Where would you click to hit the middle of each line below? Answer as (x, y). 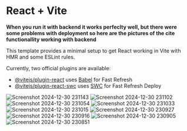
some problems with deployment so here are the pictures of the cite (91, 33)
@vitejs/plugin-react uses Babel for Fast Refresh (74, 80)
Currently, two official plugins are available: (59, 68)
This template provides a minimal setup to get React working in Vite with (93, 50)
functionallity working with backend (51, 39)
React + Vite (37, 11)
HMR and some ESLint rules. (41, 57)
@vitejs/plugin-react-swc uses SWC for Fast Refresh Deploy (88, 85)
